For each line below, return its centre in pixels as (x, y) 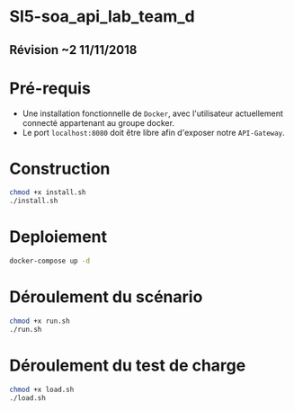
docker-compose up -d (50, 261)
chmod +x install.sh (48, 192)
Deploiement (58, 237)
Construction (60, 169)
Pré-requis (50, 88)
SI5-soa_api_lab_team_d (102, 17)
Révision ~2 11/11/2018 (73, 50)
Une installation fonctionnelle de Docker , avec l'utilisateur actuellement (152, 113)
